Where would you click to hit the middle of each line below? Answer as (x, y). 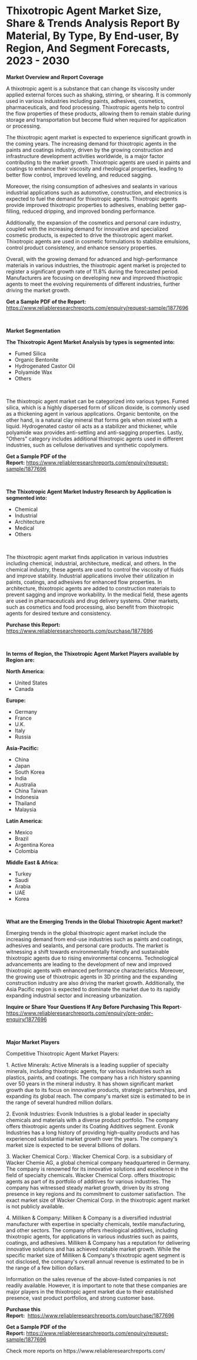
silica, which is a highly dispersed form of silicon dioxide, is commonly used (98, 407)
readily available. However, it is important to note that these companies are (96, 1285)
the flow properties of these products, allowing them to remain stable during (98, 113)
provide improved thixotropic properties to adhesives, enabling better (90, 205)
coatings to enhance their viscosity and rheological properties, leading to (95, 168)
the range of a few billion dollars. (46, 1268)
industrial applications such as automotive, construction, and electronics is (96, 192)
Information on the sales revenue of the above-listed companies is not (91, 1279)
